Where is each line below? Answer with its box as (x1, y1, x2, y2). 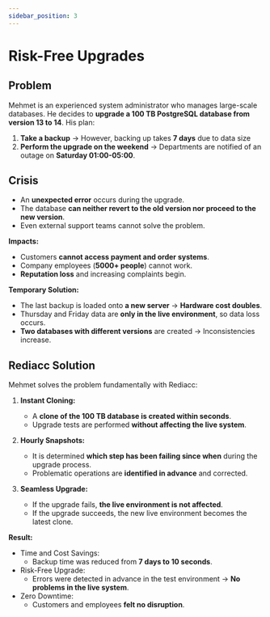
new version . (19, 212, 65, 222)
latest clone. (32, 517, 74, 526)
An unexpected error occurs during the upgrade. (19, 195, 184, 205)
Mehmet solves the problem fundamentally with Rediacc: (8, 380, 198, 390)
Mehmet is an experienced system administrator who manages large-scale (8, 100, 258, 110)
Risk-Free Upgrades (8, 46, 146, 65)
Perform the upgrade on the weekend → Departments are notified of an (19, 142, 262, 151)
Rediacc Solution (8, 358, 95, 372)
